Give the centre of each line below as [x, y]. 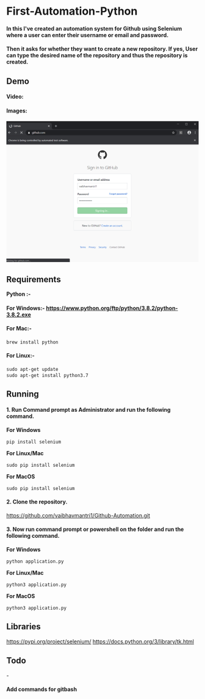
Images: [17, 111]
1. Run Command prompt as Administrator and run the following [88, 409]
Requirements [34, 279]
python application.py [35, 562]
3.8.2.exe [19, 314]
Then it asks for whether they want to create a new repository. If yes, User [102, 49]
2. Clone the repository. [37, 502]
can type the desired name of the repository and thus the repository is [97, 56]
